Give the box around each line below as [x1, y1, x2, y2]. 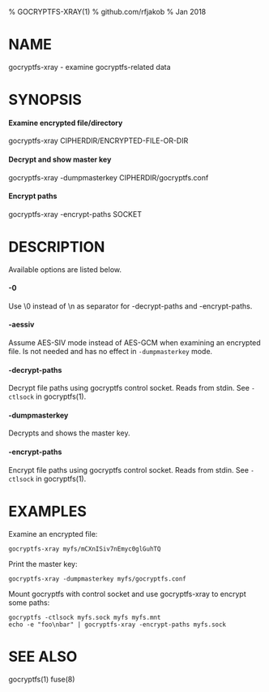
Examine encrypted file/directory [8, 118, 123, 128]
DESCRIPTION [8, 237, 105, 256]
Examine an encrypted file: [8, 529, 98, 538]
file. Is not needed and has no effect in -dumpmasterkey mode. [8, 347, 213, 357]
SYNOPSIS [8, 91, 83, 109]
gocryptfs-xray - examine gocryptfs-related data [8, 62, 172, 71]
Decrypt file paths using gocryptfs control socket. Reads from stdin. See [8, 383, 250, 393]
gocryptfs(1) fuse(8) [8, 674, 75, 684]
